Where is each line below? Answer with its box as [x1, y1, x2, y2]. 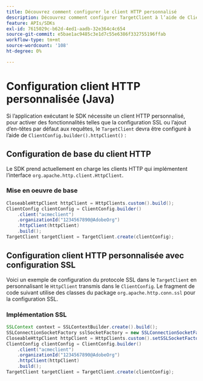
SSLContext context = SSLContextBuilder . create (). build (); [6, 324, 158, 330]
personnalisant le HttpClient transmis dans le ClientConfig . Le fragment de [6, 282, 195, 290]
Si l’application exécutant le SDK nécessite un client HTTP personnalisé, [6, 112, 185, 120]
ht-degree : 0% [6, 48, 42, 54]
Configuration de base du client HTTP [6, 149, 152, 159]
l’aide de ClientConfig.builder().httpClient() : [6, 131, 127, 139]
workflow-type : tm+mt [6, 37, 61, 43]
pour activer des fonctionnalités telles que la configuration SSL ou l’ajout [6, 118, 187, 126]
